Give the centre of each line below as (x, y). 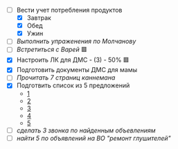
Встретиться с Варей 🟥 (52, 50)
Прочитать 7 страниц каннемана (66, 78)
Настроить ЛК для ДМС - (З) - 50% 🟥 (73, 60)
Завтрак (39, 18)
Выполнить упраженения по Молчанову (76, 42)
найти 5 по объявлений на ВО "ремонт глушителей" (94, 138)
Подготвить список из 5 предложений (73, 85)
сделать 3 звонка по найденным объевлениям (86, 130)
